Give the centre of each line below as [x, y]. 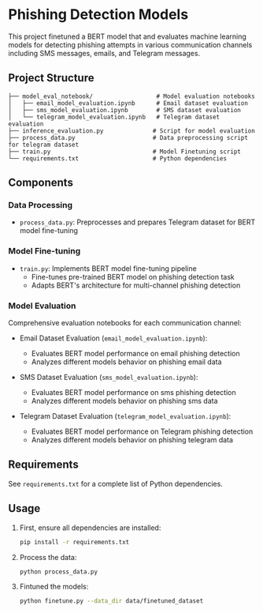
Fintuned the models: [54, 587]
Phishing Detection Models [98, 15]
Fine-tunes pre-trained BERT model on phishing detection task [133, 276]
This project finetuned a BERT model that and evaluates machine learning [127, 36]
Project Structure [51, 78]
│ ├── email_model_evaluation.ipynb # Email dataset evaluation [128, 103]
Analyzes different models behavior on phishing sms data [124, 401]
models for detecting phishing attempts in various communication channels [130, 44]
